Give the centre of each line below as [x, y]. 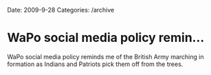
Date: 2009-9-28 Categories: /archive [61, 10]
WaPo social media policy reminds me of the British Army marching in [105, 56]
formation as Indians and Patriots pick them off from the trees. [95, 64]
